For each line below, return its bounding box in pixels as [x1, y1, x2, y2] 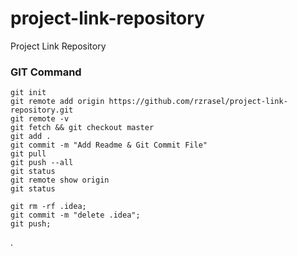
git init [10, 88, 47, 98]
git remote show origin [10, 175, 110, 186]
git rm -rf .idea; [10, 202, 87, 212]
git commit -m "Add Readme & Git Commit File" [10, 140, 208, 151]
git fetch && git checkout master [10, 123, 155, 133]
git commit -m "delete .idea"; [10, 210, 141, 221]
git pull [10, 149, 47, 159]
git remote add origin [10, 97, 105, 107]
